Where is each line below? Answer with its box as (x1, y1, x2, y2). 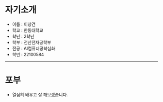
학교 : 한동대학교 (12, 27, 44, 33)
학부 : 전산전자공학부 (12, 39, 51, 45)
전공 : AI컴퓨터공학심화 (12, 45, 56, 51)
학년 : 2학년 (12, 33, 34, 39)
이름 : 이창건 (12, 21, 36, 27)
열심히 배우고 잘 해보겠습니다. (12, 91, 68, 97)
